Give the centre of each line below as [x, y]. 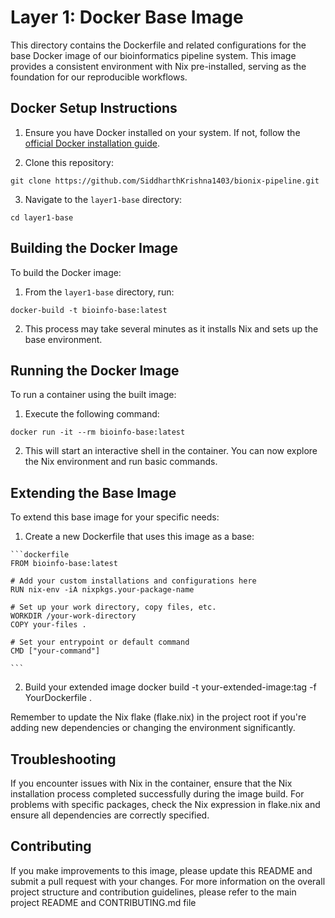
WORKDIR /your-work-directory [73, 616]
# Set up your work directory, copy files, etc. [113, 607]
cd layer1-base [42, 217]
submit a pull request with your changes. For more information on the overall [168, 881]
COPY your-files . [48, 625]
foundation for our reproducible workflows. [99, 77]
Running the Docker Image [95, 370]
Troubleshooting [63, 759]
